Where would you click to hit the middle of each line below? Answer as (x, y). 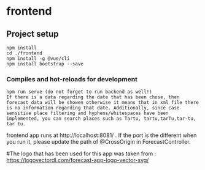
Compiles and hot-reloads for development (72, 79)
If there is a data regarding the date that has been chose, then (93, 97)
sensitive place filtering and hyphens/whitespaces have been (87, 113)
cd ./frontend (25, 53)
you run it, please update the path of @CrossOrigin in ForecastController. (99, 142)
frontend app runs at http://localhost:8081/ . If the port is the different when (102, 135)
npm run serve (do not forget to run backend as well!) (79, 92)
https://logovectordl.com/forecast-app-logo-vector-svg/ (78, 160)
